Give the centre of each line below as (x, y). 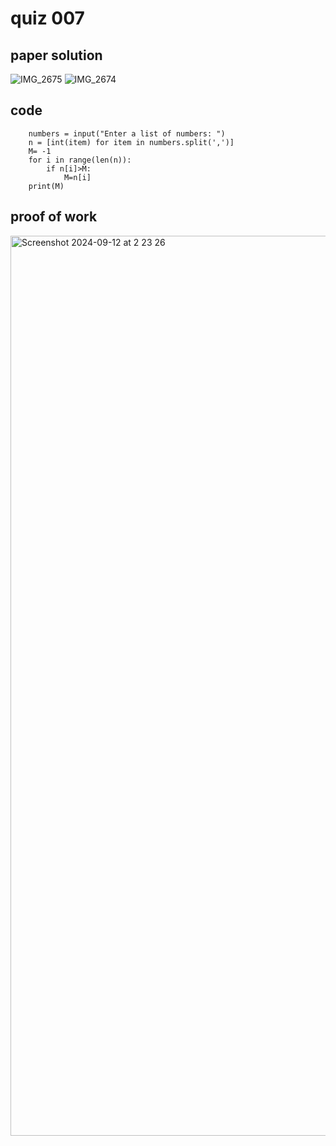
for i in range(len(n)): (80, 160)
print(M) (46, 186)
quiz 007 (47, 18)
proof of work (54, 217)
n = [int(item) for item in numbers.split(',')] (131, 142)
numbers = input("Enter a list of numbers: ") (127, 133)
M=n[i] (77, 177)
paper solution (56, 55)
